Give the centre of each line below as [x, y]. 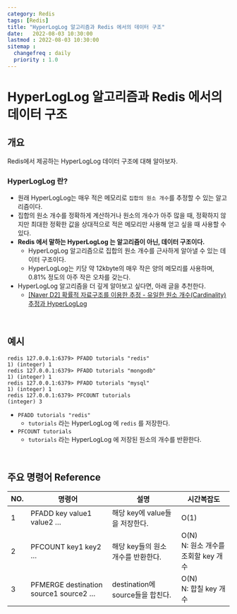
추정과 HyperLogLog [57, 303]
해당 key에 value [139, 512]
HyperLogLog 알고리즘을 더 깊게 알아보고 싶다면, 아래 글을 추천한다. [111, 286]
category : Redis [31, 14]
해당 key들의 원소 [139, 546]
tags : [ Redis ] [28, 20]
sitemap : [22, 47]
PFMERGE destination [67, 584]
